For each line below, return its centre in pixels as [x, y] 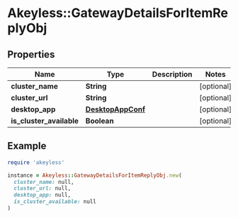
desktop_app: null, [42, 195]
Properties [31, 54]
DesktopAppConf [115, 109]
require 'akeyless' [36, 162]
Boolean [100, 121]
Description [172, 74]
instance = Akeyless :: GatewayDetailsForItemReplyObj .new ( [95, 175]
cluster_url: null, [42, 189]
